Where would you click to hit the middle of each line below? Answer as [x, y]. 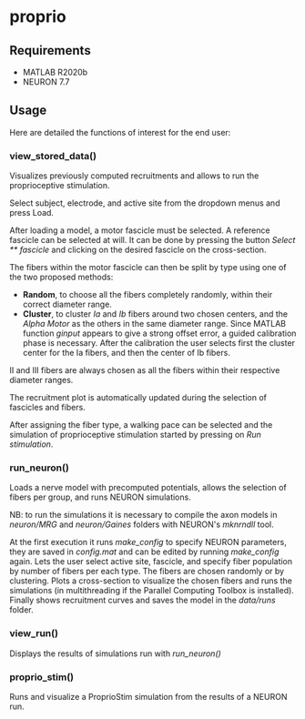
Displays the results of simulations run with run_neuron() [115, 653]
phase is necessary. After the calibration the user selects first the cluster [159, 343]
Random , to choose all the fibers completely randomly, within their [147, 295]
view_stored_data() [53, 156]
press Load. [32, 213]
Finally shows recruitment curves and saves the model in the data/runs [142, 600]
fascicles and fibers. [48, 408]
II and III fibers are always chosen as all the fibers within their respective [145, 370]
